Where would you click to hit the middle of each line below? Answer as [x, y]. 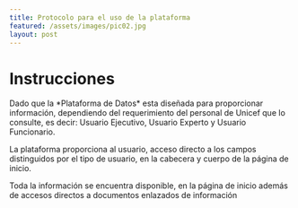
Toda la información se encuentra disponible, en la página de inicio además [149, 186]
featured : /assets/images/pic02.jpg [78, 26]
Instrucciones [62, 78]
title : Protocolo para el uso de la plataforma [100, 17]
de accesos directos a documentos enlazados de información [123, 195]
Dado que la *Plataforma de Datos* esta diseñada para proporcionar [136, 103]
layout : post [34, 34]
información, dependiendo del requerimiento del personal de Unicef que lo [147, 113]
